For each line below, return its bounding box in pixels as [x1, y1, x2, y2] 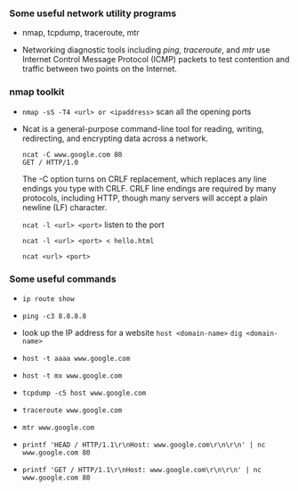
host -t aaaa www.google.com [21, 354, 131, 363]
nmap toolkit [9, 86, 65, 98]
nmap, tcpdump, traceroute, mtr [21, 28, 140, 38]
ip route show [21, 294, 75, 303]
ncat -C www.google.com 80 [21, 150, 123, 159]
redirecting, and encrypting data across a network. [21, 133, 209, 143]
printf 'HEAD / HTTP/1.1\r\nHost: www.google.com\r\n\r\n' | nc [21, 440, 266, 449]
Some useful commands [9, 273, 117, 285]
